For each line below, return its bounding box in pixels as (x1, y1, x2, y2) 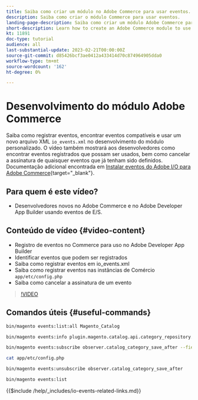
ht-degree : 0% (6, 69, 41, 75)
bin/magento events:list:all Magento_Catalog (6, 323, 120, 329)
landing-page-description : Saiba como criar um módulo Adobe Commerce (6, 19, 183, 25)
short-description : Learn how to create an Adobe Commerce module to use (6, 25, 192, 31)
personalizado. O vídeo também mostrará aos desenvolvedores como (6, 144, 176, 151)
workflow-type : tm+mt (6, 58, 60, 64)
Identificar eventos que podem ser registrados (14, 253, 128, 261)
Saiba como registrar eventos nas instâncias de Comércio (14, 266, 155, 274)
